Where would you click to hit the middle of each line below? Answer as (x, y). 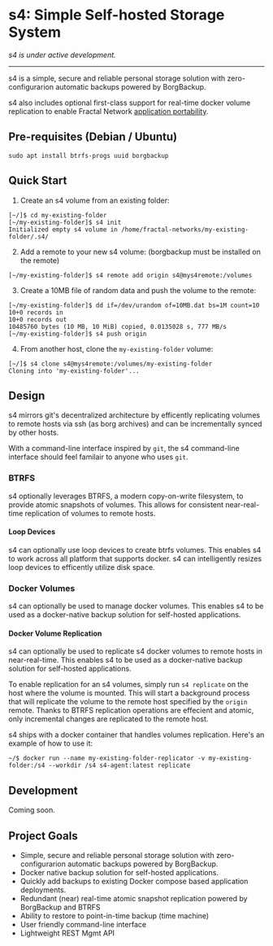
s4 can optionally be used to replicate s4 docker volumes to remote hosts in (135, 651)
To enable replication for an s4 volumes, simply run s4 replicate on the (129, 685)
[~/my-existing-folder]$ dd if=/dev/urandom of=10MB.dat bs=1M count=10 (134, 305)
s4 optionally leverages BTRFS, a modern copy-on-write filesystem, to (126, 496)
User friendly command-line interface (83, 924)
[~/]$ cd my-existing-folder (58, 215)
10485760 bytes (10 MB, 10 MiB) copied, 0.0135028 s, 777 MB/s (118, 326)
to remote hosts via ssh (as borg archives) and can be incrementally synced (135, 424)
